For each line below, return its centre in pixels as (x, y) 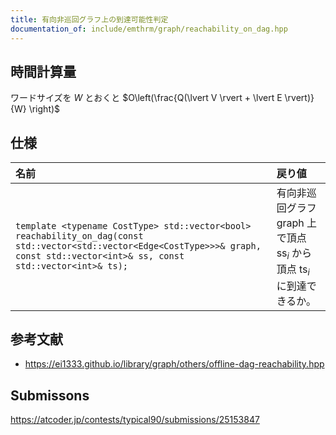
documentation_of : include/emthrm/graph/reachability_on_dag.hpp (149, 29)
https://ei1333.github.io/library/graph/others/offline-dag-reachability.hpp (174, 364)
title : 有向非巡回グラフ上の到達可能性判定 (89, 19)
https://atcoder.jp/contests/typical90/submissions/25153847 (135, 420)
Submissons (50, 395)
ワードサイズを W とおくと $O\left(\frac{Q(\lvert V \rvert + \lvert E (146, 98)
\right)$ (44, 109)
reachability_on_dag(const (79, 236)
